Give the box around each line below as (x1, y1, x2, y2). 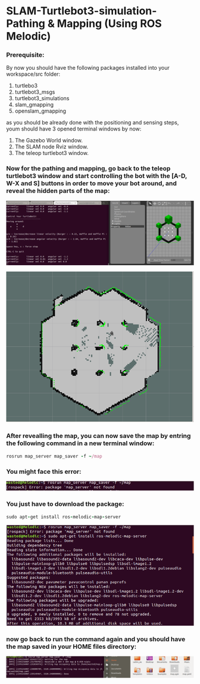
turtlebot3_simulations (14, 95, 70, 102)
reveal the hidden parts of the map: (6, 186, 110, 195)
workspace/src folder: (6, 70, 61, 78)
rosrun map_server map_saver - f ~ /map (6, 453, 102, 459)
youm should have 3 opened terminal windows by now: (6, 125, 142, 132)
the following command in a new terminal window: (6, 439, 155, 447)
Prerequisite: (6, 51, 45, 59)
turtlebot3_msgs (14, 88, 55, 96)
